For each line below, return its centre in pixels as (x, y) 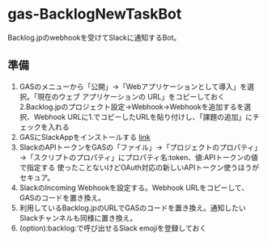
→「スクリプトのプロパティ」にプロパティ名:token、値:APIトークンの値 (138, 157)
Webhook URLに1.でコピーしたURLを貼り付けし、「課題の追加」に (143, 116)
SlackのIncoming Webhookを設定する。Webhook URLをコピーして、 (134, 188)
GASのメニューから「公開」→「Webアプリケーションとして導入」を (133, 87)
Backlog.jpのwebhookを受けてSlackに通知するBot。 (94, 37)
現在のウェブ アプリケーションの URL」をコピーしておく (131, 96)
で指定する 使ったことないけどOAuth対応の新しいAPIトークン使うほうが (139, 167)
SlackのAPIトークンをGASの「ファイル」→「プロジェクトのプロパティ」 (140, 147)
